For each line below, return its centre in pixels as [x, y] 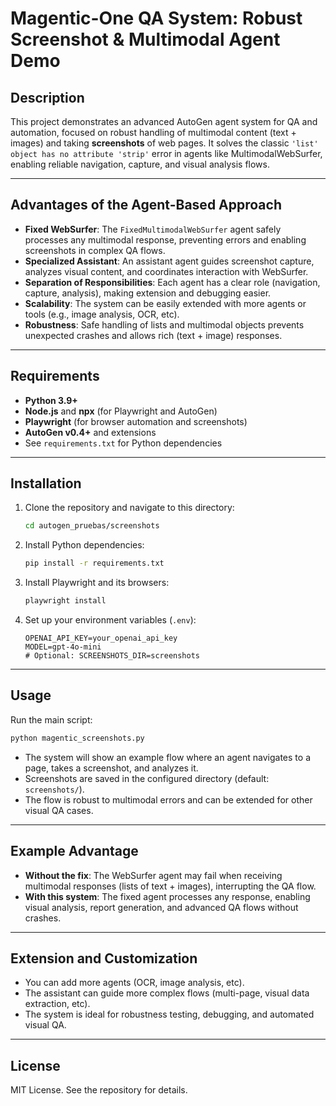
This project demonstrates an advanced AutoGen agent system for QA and [164, 121]
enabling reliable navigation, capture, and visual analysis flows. [140, 164]
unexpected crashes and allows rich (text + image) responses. [153, 335]
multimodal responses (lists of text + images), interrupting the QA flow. [170, 886]
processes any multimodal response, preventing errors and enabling [165, 239]
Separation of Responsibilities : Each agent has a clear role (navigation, [172, 282]
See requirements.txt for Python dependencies [123, 443]
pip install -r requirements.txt [94, 563]
